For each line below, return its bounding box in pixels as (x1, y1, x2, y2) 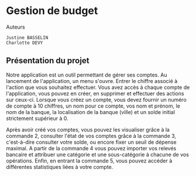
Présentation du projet (6, 56, 90, 65)
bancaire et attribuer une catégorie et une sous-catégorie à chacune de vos (6, 151, 189, 158)
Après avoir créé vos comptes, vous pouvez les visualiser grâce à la (6, 126, 170, 133)
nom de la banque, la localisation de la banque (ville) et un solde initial (6, 108, 176, 115)
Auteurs (6, 23, 25, 30)
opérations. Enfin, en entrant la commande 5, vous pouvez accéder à (6, 157, 173, 164)
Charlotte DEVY (6, 40, 43, 46)
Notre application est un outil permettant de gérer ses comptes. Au (6, 71, 167, 78)
